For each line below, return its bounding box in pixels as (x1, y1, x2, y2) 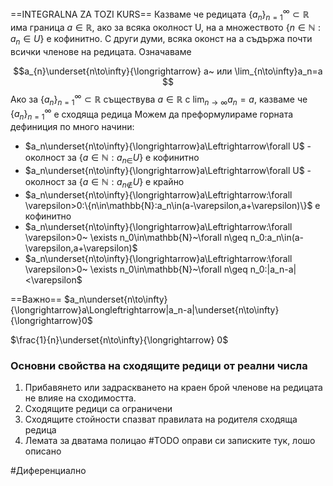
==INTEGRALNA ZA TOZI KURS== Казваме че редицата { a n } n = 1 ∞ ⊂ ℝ (10, 7, 310, 22)
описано (24, 445, 62, 457)
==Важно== (10, 293, 63, 305)
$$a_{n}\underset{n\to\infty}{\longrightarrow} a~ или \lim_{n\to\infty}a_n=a (13, 65, 323, 77)
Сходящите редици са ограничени (24, 403, 173, 415)
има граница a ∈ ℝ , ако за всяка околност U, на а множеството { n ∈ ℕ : (10, 22, 322, 34)
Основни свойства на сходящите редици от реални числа (10, 358, 308, 372)
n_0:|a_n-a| (249, 263, 297, 275)
